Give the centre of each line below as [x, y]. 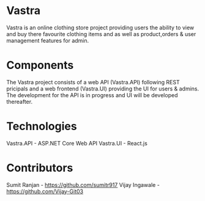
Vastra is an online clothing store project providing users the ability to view [100, 27]
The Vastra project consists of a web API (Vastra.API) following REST [93, 82]
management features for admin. [48, 40]
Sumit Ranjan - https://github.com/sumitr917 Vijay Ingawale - [83, 185]
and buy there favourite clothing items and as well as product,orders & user [101, 34]
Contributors [40, 168]
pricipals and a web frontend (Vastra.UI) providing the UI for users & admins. [103, 89]
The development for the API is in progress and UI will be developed [92, 95]
